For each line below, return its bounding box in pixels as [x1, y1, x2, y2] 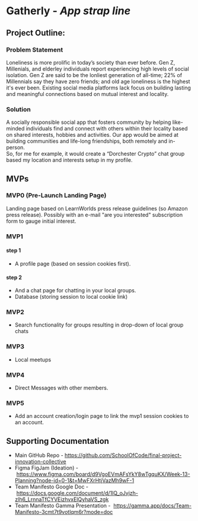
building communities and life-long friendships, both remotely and [6, 138, 168, 145]
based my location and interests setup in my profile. [6, 156, 133, 164]
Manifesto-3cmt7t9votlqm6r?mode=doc [14, 509, 113, 516]
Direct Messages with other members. [14, 384, 108, 392]
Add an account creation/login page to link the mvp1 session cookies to [14, 413, 189, 420]
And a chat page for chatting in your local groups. [14, 287, 136, 294]
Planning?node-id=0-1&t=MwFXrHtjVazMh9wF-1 [14, 477, 135, 484]
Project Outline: [6, 28, 65, 38]
